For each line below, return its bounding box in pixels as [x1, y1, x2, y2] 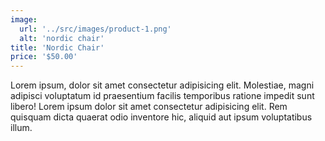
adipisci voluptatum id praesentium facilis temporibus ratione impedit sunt [10, 90, 315, 102]
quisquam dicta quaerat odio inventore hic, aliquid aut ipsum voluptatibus [10, 111, 313, 123]
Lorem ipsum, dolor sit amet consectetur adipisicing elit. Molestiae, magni [10, 79, 315, 91]
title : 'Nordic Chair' [10, 42, 105, 53]
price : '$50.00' [10, 52, 78, 62]
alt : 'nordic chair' [19, 33, 105, 43]
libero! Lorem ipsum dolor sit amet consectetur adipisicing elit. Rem [10, 101, 288, 113]
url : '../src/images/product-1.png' [19, 24, 172, 34]
